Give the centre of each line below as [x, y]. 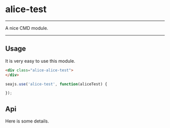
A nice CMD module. [27, 28]
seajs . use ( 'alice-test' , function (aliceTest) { [56, 84]
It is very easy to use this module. [40, 61]
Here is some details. [27, 121]
